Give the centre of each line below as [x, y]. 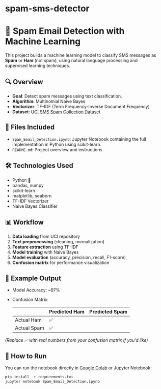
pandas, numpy [28, 185]
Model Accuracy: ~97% [36, 290]
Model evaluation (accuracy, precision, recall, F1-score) [69, 258]
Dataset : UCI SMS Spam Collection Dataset [56, 112]
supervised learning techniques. [38, 66]
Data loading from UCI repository [46, 236]
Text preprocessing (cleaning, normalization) [58, 242]
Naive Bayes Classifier [35, 206]
